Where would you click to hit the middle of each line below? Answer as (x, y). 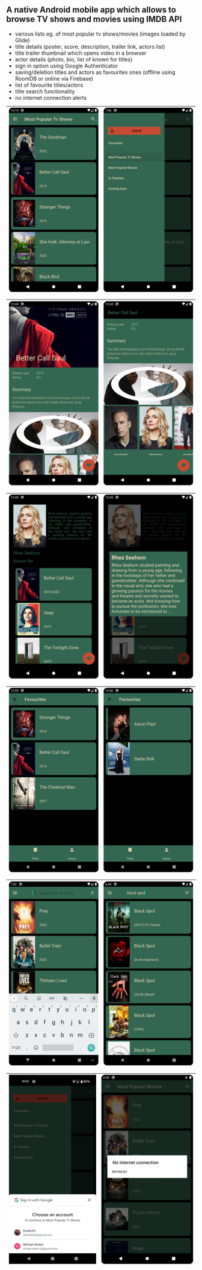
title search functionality (45, 91)
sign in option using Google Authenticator (66, 66)
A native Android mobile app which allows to (91, 10)
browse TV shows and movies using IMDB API (94, 20)
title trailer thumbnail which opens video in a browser (81, 53)
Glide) (22, 40)
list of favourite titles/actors (49, 85)
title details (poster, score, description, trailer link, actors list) (90, 46)
